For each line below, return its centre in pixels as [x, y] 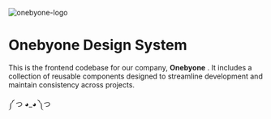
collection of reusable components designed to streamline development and [136, 76]
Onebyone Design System [98, 45]
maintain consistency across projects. [72, 84]
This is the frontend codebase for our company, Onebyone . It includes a [130, 67]
